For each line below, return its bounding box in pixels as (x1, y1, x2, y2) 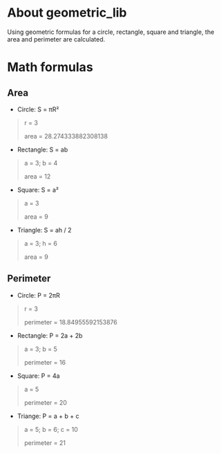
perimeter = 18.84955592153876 (23, 318, 117, 326)
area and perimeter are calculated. (7, 35, 106, 43)
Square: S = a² (17, 185, 59, 194)
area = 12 (23, 172, 51, 181)
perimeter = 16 (23, 358, 66, 366)
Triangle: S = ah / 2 (17, 226, 72, 234)
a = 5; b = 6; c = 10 (23, 425, 78, 433)
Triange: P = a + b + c (17, 412, 79, 420)
